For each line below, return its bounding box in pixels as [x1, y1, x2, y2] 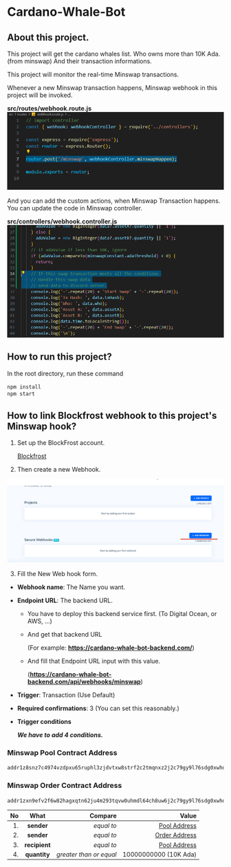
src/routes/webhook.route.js [7, 105, 91, 112]
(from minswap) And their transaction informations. [7, 57, 153, 65]
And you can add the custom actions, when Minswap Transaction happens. [7, 197, 221, 205]
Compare [89, 811, 117, 820]
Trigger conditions [16, 718, 72, 726]
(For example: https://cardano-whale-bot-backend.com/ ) [27, 644, 195, 652]
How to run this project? [7, 351, 112, 363]
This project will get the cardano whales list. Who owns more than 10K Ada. [7, 50, 221, 58]
